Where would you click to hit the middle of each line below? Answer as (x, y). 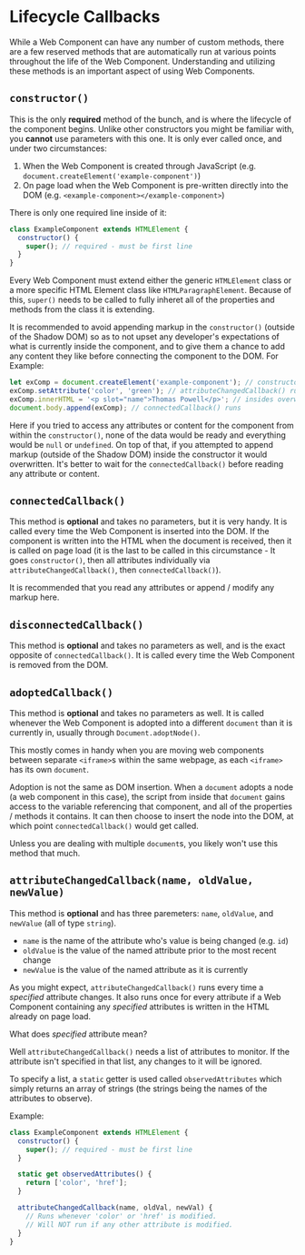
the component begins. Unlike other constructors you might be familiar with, (152, 128)
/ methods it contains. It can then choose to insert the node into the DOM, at (152, 816)
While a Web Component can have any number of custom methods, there (147, 42)
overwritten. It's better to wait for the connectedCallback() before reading (147, 464)
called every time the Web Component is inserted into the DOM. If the (139, 531)
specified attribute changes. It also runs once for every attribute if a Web (145, 997)
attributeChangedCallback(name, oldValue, (132, 881)
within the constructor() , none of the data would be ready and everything (148, 435)
